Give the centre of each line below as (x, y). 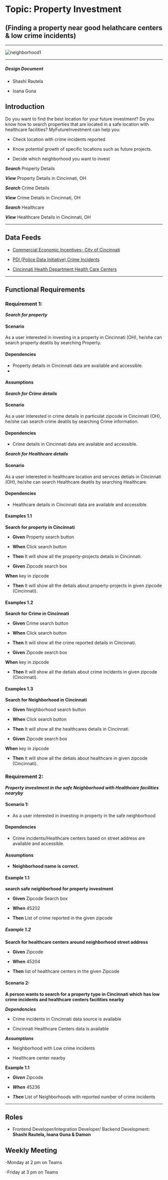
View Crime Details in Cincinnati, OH (43, 197)
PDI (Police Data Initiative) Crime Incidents (56, 259)
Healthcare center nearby (39, 1057)
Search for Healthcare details (37, 454)
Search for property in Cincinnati (40, 527)
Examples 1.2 (19, 602)
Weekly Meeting (31, 1150)
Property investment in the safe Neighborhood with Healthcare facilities (82, 787)
